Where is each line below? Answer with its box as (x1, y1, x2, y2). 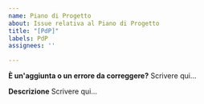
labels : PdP (8, 34, 48, 43)
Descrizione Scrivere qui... (8, 86, 98, 97)
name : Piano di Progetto (8, 11, 92, 20)
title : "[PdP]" (8, 27, 59, 35)
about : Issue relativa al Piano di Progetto (8, 19, 160, 27)
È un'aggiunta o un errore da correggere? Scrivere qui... (8, 71, 197, 81)
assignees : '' (8, 42, 56, 50)
